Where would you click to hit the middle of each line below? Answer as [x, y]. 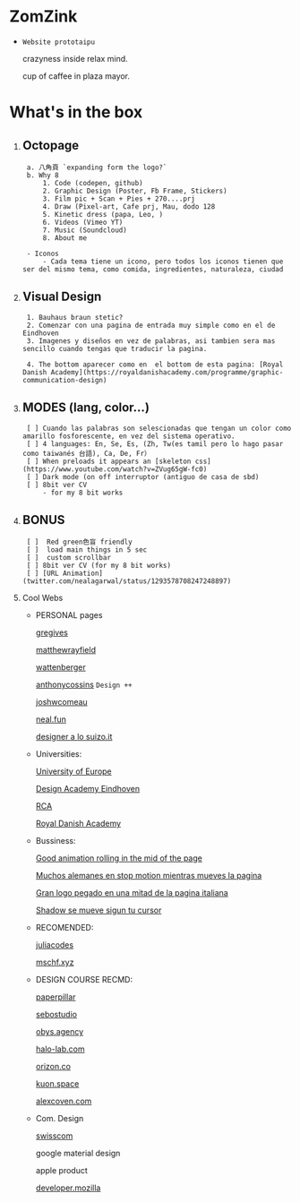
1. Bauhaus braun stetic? [75, 317]
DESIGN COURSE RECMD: [84, 980]
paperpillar [56, 997]
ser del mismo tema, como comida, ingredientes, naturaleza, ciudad [153, 269]
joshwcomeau [61, 702]
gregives [52, 632]
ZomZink [43, 17]
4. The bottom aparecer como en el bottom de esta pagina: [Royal [155, 365]
